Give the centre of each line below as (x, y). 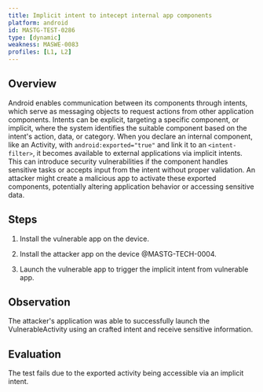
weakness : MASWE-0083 (44, 45)
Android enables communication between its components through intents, (128, 102)
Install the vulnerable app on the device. (84, 239)
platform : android (38, 23)
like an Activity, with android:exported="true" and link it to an (107, 144)
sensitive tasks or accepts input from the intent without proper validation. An (132, 169)
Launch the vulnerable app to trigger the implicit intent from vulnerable (134, 269)
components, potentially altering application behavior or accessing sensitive (131, 187)
